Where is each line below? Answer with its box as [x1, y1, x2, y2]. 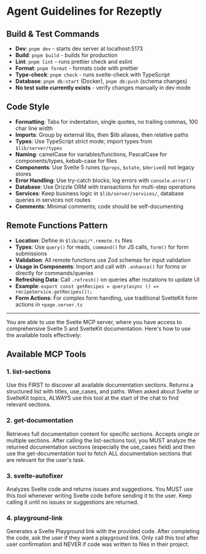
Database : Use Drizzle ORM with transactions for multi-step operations [15, 183, 196, 191]
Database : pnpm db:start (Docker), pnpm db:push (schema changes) [15, 78, 188, 85]
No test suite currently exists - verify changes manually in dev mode [15, 84, 191, 91]
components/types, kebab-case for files [15, 157, 118, 164]
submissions [15, 249, 47, 257]
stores [15, 170, 32, 177]
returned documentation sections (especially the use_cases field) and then [6, 443, 195, 450]
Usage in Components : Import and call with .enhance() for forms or [15, 262, 187, 270]
